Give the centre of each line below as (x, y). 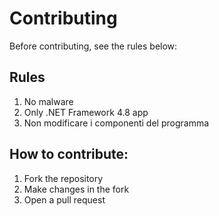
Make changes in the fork (76, 189)
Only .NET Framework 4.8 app (86, 112)
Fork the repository (63, 178)
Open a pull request (64, 199)
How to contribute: (69, 154)
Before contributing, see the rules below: (93, 46)
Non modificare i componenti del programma (116, 123)
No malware (48, 101)
